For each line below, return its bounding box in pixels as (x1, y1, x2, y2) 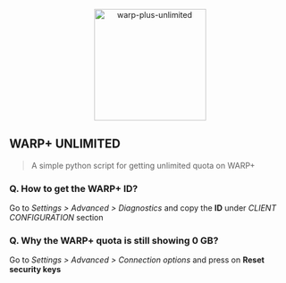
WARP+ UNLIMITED (9, 137, 121, 152)
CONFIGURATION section (9, 212, 105, 223)
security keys (9, 264, 62, 275)
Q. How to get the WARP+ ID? (9, 182, 139, 195)
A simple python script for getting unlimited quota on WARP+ (30, 160, 256, 171)
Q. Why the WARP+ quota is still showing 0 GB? (9, 235, 219, 247)
